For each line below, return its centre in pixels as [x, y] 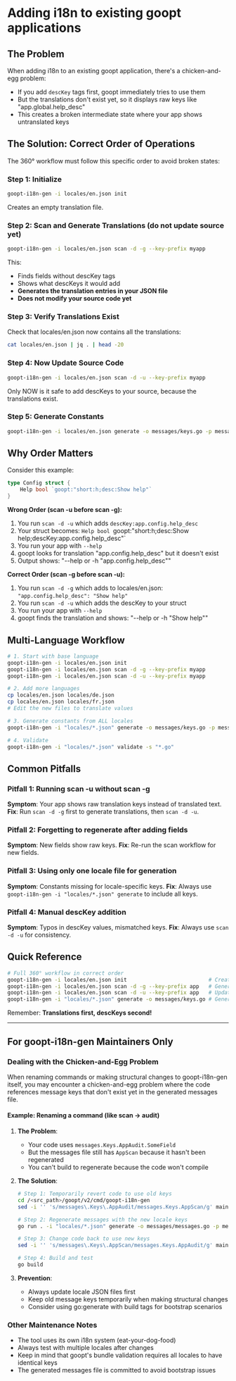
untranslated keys [43, 122]
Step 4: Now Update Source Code [66, 363]
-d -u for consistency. [39, 935]
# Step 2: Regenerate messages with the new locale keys [103, 1220]
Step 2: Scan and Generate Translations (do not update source [116, 225]
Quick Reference [45, 957]
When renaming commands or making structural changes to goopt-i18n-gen [118, 1077]
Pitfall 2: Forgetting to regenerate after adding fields [98, 830]
